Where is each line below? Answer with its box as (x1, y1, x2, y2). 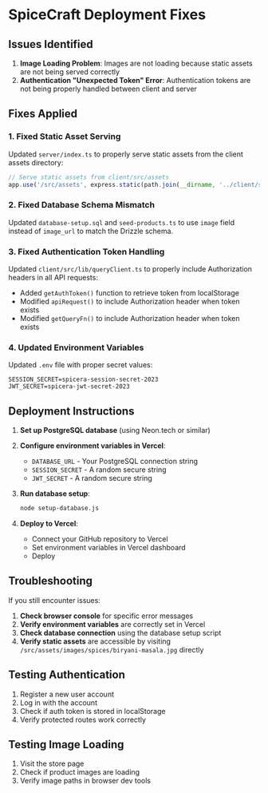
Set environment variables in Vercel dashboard (31, 543, 186, 553)
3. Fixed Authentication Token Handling (8, 246, 165, 257)
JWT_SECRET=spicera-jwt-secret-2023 (8, 383, 130, 391)
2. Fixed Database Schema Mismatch (8, 200, 156, 211)
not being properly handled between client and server (19, 84, 198, 93)
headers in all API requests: (8, 273, 98, 283)
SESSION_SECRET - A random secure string (31, 465, 167, 474)
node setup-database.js (19, 505, 100, 513)
